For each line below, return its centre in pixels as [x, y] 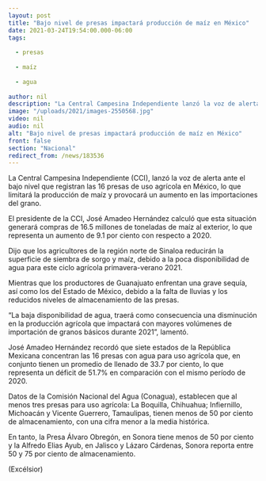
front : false [30, 141]
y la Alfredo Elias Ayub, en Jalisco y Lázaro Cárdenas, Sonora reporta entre [131, 445]
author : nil [28, 97]
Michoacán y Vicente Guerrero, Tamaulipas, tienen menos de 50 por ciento [131, 414]
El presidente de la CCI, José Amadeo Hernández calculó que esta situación [133, 219]
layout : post [30, 15]
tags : [17, 38]
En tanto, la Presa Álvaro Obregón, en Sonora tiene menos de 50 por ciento [131, 437]
